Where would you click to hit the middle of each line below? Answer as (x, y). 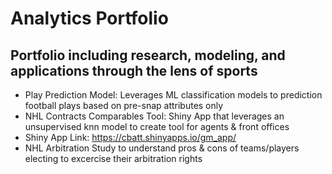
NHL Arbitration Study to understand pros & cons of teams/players (162, 148)
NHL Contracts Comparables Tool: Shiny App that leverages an (154, 116)
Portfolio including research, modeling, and (148, 55)
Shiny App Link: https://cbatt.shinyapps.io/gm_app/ (130, 137)
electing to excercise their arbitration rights (113, 158)
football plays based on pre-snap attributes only (124, 105)
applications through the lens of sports (134, 70)
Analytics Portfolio (89, 18)
